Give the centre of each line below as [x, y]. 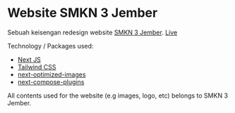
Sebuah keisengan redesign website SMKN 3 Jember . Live [92, 32]
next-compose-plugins [51, 81]
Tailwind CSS [37, 67]
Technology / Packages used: [50, 46]
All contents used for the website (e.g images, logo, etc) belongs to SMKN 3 [117, 95]
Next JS [29, 59]
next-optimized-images [52, 74]
